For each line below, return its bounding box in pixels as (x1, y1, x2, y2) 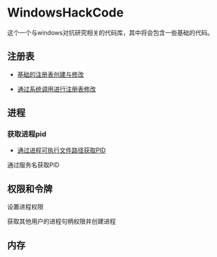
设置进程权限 (7, 203, 43, 211)
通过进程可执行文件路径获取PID (17, 146, 106, 154)
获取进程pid (7, 130, 47, 139)
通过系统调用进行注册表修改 (17, 85, 96, 93)
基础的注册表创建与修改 (17, 70, 84, 79)
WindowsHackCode (7, 5, 124, 21)
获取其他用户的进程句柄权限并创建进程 (7, 217, 116, 225)
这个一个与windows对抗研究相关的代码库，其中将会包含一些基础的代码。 (7, 28, 214, 37)
